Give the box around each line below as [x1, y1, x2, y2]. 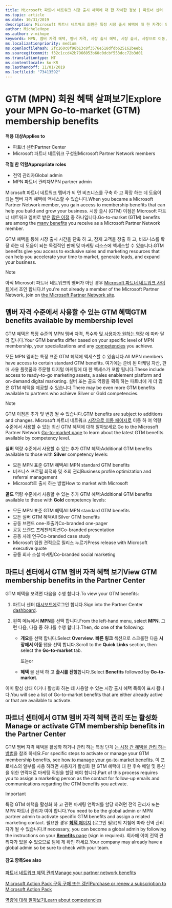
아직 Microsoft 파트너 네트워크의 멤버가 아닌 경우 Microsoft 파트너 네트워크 [5, 279, 156, 285]
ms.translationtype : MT [5, 55, 56, 61]
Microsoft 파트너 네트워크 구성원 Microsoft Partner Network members [12, 150, 156, 157]
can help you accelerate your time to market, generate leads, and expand [5, 254, 160, 260]
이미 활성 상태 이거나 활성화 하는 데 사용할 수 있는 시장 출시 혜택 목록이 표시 [5, 685, 155, 691]
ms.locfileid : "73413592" [5, 70, 60, 75]
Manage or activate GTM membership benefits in [5, 722, 165, 730]
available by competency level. [5, 435, 71, 441]
